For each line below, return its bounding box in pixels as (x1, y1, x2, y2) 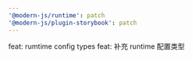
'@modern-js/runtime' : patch (8, 11, 105, 20)
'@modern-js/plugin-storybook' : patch (8, 19, 137, 27)
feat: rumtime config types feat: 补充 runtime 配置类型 (8, 41, 185, 51)
